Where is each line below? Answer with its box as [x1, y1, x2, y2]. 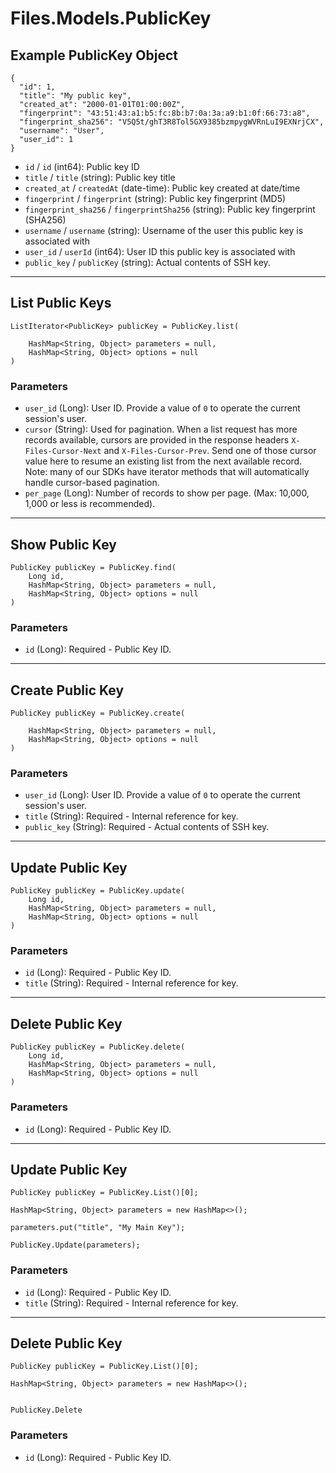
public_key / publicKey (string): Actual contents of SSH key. [24, 257, 271, 268]
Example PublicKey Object [10, 47, 179, 64]
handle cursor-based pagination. [24, 477, 160, 489]
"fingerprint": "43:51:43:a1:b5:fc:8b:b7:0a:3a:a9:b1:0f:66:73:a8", [19, 108, 311, 118]
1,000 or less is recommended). [24, 498, 156, 510]
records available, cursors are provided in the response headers [24, 434, 290, 446]
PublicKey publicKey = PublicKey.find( [10, 562, 177, 572]
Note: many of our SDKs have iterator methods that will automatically [24, 466, 310, 478]
